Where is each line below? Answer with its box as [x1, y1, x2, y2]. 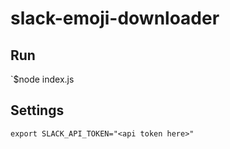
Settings [10, 102, 65, 119]
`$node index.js [10, 73, 75, 85]
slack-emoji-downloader [10, 7, 220, 30]
